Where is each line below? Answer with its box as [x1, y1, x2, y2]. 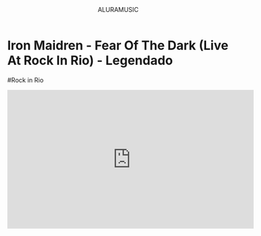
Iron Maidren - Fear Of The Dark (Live [7, 37, 229, 54]
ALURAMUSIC [97, 6, 139, 13]
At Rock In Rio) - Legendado [7, 53, 174, 68]
